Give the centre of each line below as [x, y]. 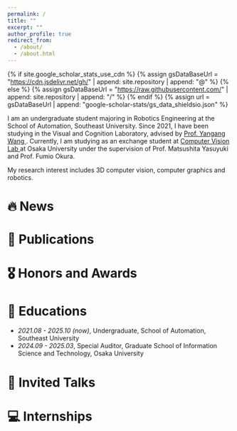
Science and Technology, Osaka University [81, 353]
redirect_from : [30, 41]
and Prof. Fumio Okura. [41, 156]
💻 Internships [50, 416]
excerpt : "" [25, 27]
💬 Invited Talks [52, 382]
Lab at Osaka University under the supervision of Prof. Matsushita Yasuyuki [118, 148]
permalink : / [27, 14]
